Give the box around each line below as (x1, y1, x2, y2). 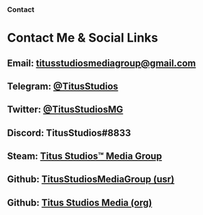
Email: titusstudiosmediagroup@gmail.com (7, 57, 196, 69)
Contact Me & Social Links (7, 30, 159, 46)
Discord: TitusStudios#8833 (7, 127, 131, 138)
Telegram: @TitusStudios (7, 80, 118, 92)
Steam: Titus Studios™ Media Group (7, 151, 163, 162)
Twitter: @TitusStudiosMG (7, 104, 124, 116)
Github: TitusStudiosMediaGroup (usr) (7, 173, 175, 186)
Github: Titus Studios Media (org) (7, 197, 152, 208)
